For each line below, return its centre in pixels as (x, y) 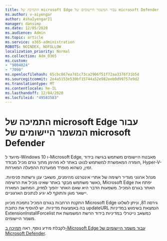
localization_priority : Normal (38, 51)
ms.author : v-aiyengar (29, 14)
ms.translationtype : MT (30, 83)
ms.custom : (16, 61)
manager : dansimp (23, 24)
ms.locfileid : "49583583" (32, 97)
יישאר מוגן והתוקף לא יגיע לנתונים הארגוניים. (47, 193)
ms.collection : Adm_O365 (31, 56)
